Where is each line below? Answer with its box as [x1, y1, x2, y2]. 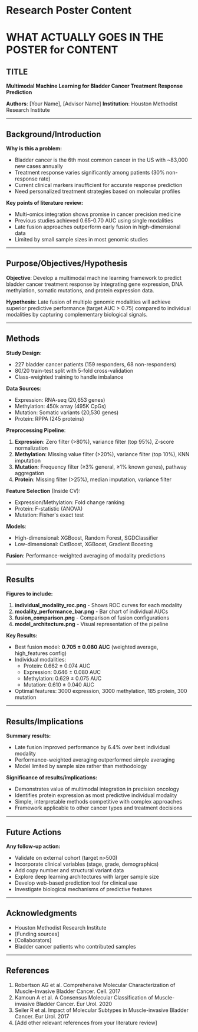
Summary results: [6, 732, 51, 740]
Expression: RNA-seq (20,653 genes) [14, 396, 105, 403]
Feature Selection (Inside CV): [6, 487, 81, 494]
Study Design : [6, 349, 42, 356]
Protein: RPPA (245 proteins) [14, 415, 84, 422]
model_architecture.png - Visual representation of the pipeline [14, 621, 169, 628]
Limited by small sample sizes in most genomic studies [14, 236, 148, 243]
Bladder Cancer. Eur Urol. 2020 [36, 1000, 113, 1007]
